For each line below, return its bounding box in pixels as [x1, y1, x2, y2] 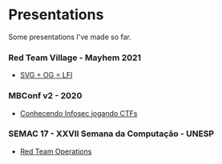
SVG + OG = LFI [19, 70, 73, 80]
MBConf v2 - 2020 [8, 90, 83, 102]
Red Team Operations [19, 146, 92, 156]
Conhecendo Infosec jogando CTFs [19, 108, 138, 118]
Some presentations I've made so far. [8, 32, 132, 42]
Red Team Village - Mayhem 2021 [8, 52, 142, 63]
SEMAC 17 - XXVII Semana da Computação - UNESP [8, 128, 215, 139]
